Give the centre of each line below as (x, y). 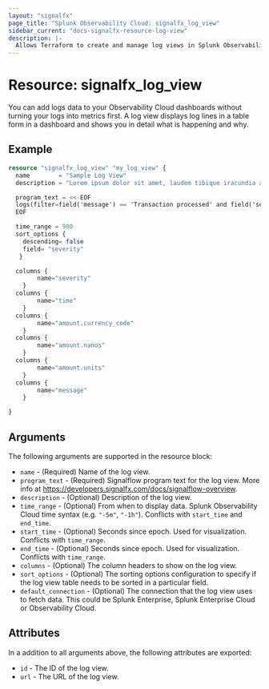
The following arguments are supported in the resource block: (110, 456)
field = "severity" (53, 249)
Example (30, 149)
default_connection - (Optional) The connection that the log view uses (136, 590)
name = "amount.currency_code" (86, 323)
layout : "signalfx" (41, 16)
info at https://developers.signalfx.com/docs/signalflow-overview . (128, 489)
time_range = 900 (44, 227)
